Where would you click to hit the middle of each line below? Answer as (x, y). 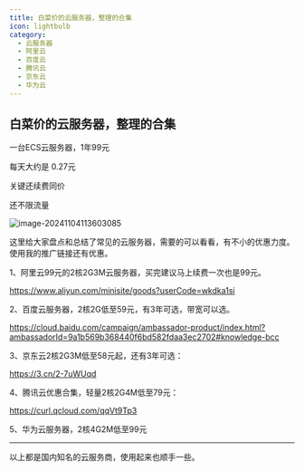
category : (28, 34)
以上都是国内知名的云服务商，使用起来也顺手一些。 (104, 457)
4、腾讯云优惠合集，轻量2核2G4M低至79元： (94, 393)
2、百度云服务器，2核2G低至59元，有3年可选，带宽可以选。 (122, 310)
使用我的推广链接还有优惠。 (61, 254)
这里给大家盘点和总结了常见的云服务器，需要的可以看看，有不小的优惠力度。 (152, 242)
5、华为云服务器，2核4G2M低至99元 (78, 429)
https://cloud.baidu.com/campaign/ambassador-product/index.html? (138, 328)
